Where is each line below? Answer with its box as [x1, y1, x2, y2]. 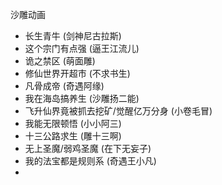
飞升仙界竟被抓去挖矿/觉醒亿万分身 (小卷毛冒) [24, 105, 213, 117]
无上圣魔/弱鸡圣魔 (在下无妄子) [24, 143, 152, 154]
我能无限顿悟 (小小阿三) [24, 118, 122, 129]
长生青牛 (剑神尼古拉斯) [24, 30, 122, 42]
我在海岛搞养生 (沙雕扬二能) [24, 93, 140, 104]
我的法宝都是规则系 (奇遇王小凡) [24, 155, 157, 167]
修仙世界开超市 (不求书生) [24, 68, 131, 79]
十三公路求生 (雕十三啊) [24, 130, 122, 142]
